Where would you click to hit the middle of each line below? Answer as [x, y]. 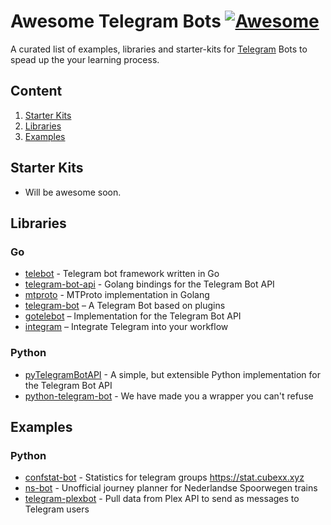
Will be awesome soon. [73, 192]
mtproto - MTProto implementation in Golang [117, 295]
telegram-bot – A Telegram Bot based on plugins [125, 306]
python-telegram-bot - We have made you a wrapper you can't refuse [169, 396]
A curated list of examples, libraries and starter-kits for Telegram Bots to [159, 49]
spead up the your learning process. [85, 59]
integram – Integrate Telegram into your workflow [126, 327]
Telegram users [57, 509]
